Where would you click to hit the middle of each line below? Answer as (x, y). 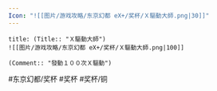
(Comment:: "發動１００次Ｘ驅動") (60, 63)
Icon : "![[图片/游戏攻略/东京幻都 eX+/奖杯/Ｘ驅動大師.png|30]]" (109, 16)
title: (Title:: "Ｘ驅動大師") (57, 39)
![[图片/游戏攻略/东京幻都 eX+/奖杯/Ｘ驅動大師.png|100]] (97, 47)
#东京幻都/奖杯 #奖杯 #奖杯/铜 (58, 79)
